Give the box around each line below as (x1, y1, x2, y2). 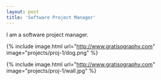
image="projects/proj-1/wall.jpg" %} (6, 67, 97, 74)
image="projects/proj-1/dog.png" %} (6, 49, 99, 56)
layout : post (6, 8, 39, 15)
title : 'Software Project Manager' (6, 14, 96, 20)
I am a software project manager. (6, 31, 89, 38)
